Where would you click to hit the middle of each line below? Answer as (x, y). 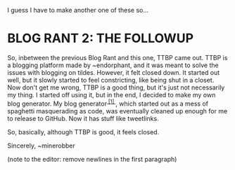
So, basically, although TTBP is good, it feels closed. (83, 132)
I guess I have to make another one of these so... (78, 10)
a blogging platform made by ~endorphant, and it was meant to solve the (113, 65)
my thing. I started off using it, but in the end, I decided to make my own (112, 94)
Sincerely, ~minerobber (42, 146)
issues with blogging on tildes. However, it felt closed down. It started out (114, 72)
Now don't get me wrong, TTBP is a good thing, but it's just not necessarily (116, 87)
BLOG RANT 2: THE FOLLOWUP (101, 38)
